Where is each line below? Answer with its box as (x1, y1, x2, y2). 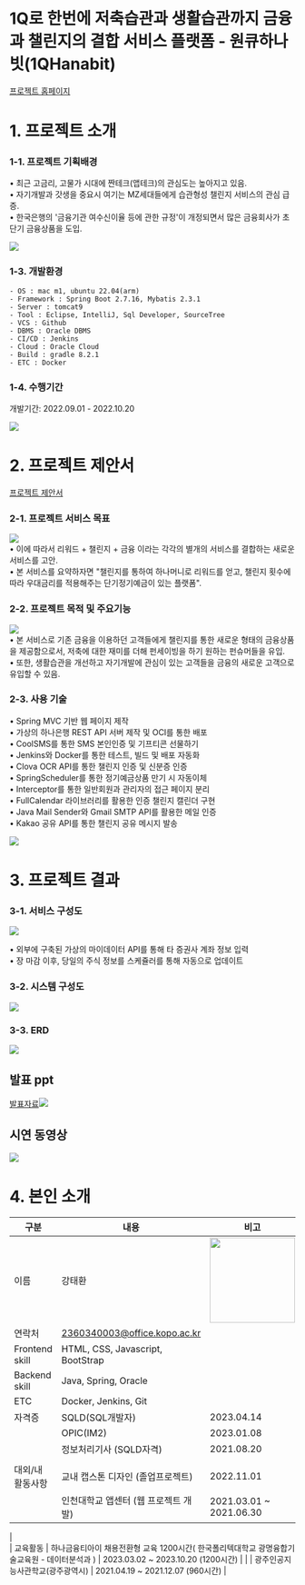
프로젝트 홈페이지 (9, 85, 71, 96)
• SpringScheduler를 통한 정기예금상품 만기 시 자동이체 (9, 772, 207, 783)
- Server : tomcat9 (9, 302, 84, 312)
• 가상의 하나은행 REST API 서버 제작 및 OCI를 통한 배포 (9, 726, 208, 737)
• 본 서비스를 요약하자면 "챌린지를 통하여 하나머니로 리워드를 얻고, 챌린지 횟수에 (9, 566, 291, 577)
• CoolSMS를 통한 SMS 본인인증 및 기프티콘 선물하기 (9, 738, 200, 749)
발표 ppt (9, 1072, 54, 1088)
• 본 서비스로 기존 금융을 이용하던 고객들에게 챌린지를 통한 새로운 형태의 (9, 633, 263, 645)
